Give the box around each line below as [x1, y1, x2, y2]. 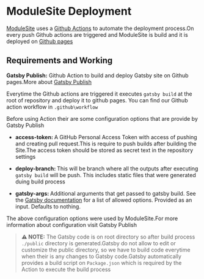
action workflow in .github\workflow [6, 103, 98, 110]
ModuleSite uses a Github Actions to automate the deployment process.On [6, 25, 194, 32]
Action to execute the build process [21, 266, 111, 273]
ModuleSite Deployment [6, 4, 132, 18]
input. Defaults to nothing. [15, 202, 81, 210]
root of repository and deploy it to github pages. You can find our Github [6, 96, 188, 104]
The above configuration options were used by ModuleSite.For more [6, 215, 178, 222]
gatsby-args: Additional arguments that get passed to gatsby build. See [15, 189, 197, 197]
